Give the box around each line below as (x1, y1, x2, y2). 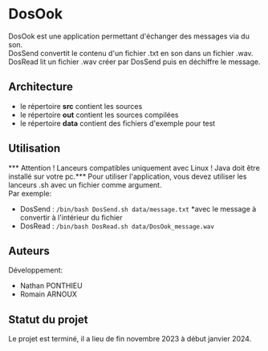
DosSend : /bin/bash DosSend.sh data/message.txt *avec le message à (19, 204, 257, 213)
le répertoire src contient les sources (19, 101, 143, 111)
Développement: (8, 265, 63, 275)
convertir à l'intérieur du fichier (19, 212, 123, 222)
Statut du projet (8, 313, 88, 326)
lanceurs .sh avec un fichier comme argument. (8, 180, 162, 189)
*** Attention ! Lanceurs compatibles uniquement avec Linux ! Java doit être (8, 163, 261, 172)
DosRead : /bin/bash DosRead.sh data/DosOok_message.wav (19, 221, 215, 231)
